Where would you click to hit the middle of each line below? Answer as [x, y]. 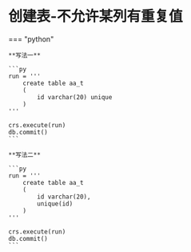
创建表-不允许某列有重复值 [96, 16]
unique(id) [55, 204]
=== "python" [31, 39]
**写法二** [25, 154]
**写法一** [25, 55]
